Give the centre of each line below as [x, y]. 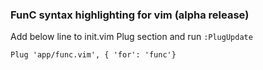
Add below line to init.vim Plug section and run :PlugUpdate [131, 37]
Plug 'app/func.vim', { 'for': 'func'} [93, 55]
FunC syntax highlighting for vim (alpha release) [130, 15]
